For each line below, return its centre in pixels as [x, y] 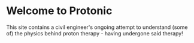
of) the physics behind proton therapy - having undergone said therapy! [95, 33]
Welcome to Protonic [59, 11]
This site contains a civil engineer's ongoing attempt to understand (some [97, 27]
